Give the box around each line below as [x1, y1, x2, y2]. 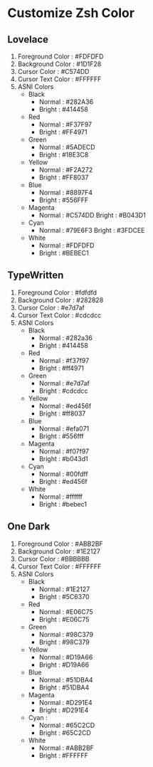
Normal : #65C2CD [38, 721, 95, 729]
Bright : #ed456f [38, 477, 88, 485]
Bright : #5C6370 [38, 592, 90, 601]
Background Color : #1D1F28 [17, 60, 102, 68]
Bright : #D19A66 [38, 660, 90, 669]
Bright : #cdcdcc [38, 386, 88, 395]
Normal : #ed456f [38, 401, 92, 410]
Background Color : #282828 [17, 295, 104, 304]
